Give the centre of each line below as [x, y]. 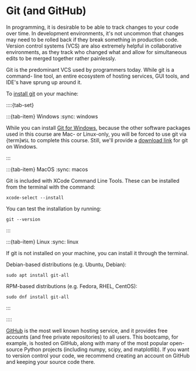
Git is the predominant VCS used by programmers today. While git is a [90, 69]
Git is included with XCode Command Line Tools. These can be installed [93, 181]
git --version [23, 219]
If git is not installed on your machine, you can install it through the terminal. [97, 253]
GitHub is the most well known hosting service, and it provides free [87, 330]
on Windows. [22, 146]
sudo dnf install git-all [37, 297]
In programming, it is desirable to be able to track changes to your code [92, 27]
